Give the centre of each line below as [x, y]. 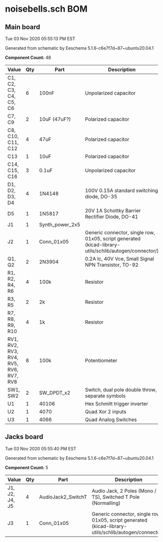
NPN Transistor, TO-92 [112, 265]
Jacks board [24, 437]
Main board [23, 27]
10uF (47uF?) [55, 119]
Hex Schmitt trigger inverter [116, 404]
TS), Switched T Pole [116, 497]
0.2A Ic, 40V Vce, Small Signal [119, 259]
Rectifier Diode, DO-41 [111, 217]
